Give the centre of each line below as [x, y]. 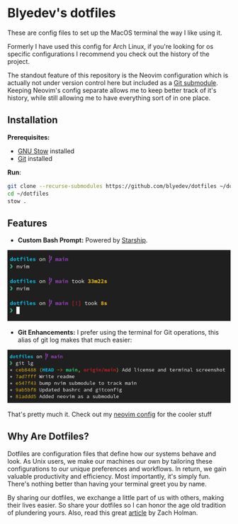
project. [19, 61]
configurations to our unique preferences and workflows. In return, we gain [117, 469]
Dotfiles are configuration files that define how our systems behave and [112, 453]
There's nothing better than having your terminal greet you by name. [107, 484]
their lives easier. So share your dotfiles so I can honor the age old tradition [117, 505]
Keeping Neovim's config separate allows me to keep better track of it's [112, 90]
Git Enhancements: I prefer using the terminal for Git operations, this [118, 332]
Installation [33, 120]
